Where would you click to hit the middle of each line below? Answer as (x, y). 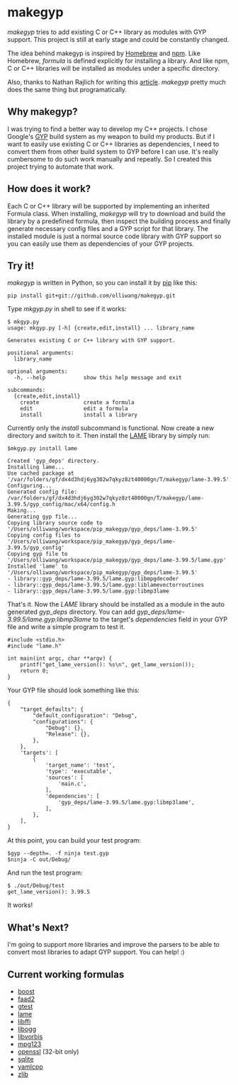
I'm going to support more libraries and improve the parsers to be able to (113, 945)
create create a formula (77, 403)
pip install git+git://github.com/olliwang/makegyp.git (91, 296)
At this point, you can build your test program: (74, 841)
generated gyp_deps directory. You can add (72, 612)
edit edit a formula (74, 409)
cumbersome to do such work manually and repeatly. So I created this (109, 159)
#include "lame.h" (34, 646)
